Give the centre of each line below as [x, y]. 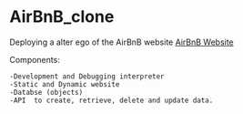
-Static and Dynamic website [65, 84]
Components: [35, 59]
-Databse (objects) [46, 92]
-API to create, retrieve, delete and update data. [111, 100]
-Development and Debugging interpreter [87, 76]
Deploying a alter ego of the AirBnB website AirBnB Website [121, 42]
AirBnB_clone [62, 17]
